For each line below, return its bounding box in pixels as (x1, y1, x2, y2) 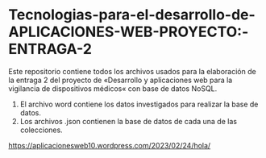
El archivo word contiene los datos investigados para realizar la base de (19, 99, 259, 109)
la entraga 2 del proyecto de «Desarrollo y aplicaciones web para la (8, 75, 233, 85)
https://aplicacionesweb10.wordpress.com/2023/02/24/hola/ (8, 140, 211, 150)
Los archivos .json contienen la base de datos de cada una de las (19, 116, 238, 126)
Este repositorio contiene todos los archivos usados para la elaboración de (8, 66, 256, 76)
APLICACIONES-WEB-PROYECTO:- (8, 23, 249, 41)
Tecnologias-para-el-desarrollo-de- (8, 6, 256, 24)
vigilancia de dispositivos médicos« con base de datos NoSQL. (8, 83, 218, 94)
